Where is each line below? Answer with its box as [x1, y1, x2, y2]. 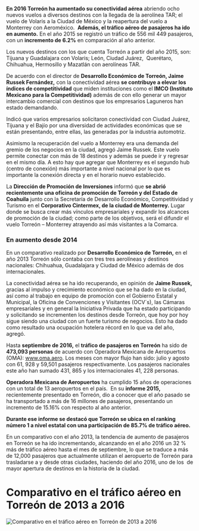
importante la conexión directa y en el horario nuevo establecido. [6, 171, 166, 178]
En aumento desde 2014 [6, 235, 77, 243]
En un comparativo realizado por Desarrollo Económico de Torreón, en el [6, 249, 188, 257]
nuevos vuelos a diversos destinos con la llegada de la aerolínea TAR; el [6, 11, 183, 18]
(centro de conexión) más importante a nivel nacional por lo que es [6, 165, 171, 172]
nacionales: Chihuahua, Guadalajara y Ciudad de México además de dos [6, 262, 184, 269]
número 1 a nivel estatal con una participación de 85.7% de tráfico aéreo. [6, 422, 191, 429]
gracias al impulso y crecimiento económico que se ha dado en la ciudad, [6, 286, 186, 293]
